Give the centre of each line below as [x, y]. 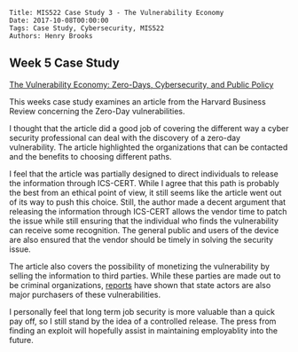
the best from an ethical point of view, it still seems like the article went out [145, 192]
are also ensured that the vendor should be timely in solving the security [141, 239]
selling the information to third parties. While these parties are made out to [145, 276]
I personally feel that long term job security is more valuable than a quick [142, 311]
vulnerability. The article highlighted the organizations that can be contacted [149, 147]
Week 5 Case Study [64, 63]
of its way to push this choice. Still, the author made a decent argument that [148, 202]
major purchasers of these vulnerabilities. [85, 294]
